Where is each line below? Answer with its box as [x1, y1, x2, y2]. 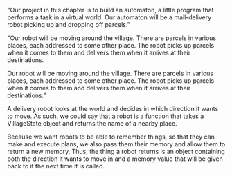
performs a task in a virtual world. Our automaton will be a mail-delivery [7, 13, 212, 21]
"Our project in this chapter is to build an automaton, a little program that [7, 6, 214, 14]
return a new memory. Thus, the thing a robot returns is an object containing [7, 148, 225, 155]
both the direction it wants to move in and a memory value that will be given [7, 155, 223, 163]
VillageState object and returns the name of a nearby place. [7, 119, 178, 127]
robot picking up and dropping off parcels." [7, 21, 130, 28]
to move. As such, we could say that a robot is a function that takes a [7, 112, 204, 120]
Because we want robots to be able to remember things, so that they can [7, 133, 215, 141]
